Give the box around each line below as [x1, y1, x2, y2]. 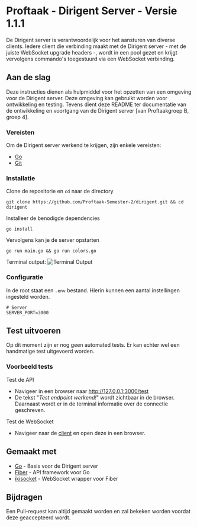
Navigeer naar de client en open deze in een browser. [14, 429, 146, 436]
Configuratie [6, 273, 44, 282]
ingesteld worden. [6, 293, 50, 300]
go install [6, 226, 33, 232]
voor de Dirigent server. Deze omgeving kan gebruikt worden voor [6, 94, 167, 101]
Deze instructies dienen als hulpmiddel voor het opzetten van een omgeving [6, 88, 192, 95]
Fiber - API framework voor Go [14, 468, 90, 475]
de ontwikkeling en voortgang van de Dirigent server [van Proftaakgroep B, [6, 107, 189, 114]
